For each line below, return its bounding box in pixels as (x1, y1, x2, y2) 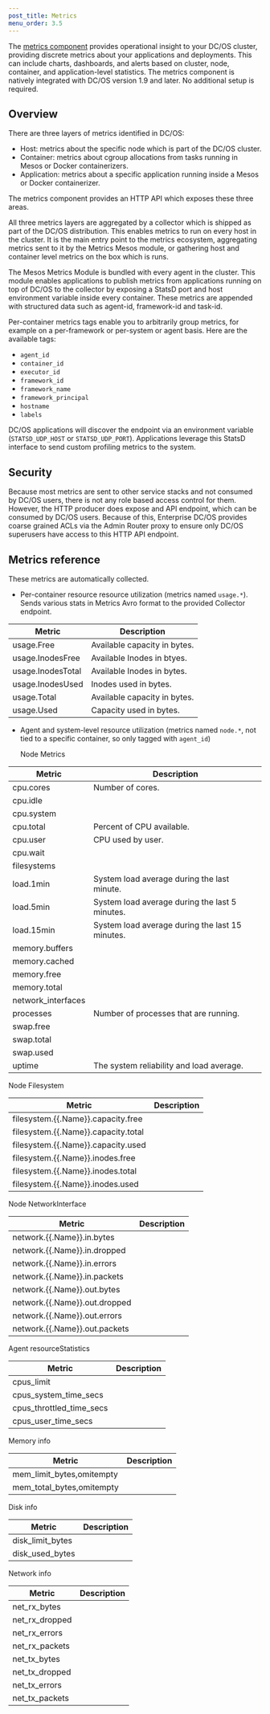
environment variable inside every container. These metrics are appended (8, 293, 253, 303)
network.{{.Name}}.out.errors (12, 1310, 122, 1321)
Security (8, 465, 52, 479)
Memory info (8, 1435, 51, 1446)
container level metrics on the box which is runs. (8, 252, 169, 262)
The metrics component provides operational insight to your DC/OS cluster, (8, 41, 258, 51)
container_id (19, 360, 64, 368)
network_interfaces (12, 994, 86, 1006)
